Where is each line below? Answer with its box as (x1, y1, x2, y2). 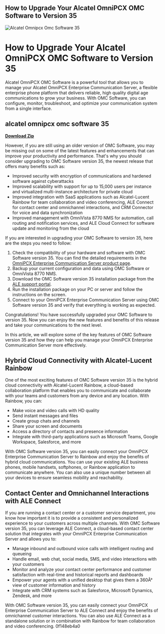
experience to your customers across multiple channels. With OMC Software (5, 520, 160, 527)
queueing (12, 551, 32, 557)
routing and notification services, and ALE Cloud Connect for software (12, 220, 155, 226)
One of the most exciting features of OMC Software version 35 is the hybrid (5, 377, 158, 383)
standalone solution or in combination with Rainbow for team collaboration (5, 618, 156, 624)
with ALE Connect (5, 496, 61, 505)
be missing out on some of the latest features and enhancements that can (5, 147, 155, 153)
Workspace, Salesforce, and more (12, 439, 82, 445)
